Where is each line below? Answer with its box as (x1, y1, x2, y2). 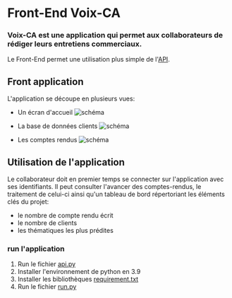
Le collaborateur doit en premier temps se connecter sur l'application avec (7, 175, 224, 183)
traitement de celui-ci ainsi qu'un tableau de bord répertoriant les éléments (7, 190, 226, 199)
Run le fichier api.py (17, 260, 76, 268)
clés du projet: (7, 197, 49, 206)
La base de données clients (17, 122, 98, 130)
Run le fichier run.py (17, 282, 77, 291)
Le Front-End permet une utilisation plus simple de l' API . (7, 55, 171, 64)
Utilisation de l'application (7, 156, 126, 168)
